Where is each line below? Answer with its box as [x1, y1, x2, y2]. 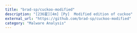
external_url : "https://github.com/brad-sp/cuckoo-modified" [5, 16, 132, 21]
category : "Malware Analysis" [5, 20, 67, 26]
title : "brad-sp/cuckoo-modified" [5, 7, 75, 12]
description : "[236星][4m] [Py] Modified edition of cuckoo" [5, 12, 133, 16]
